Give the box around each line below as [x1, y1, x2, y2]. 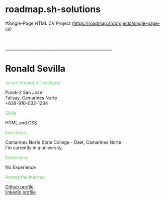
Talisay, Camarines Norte [5, 94, 57, 101]
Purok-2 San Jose [5, 89, 43, 95]
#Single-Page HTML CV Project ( [5, 20, 74, 26]
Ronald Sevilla [5, 63, 66, 74]
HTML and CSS [5, 120, 37, 126]
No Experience [5, 164, 36, 170]
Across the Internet [5, 174, 45, 180]
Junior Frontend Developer [5, 79, 61, 85]
